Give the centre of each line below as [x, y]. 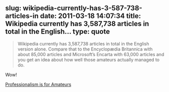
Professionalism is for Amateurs [38, 84]
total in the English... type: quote [58, 32]
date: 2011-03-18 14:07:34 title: [91, 16]
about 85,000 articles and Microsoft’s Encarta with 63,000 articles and [91, 54]
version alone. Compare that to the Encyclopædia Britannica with [85, 49]
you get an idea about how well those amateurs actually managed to [89, 59]
